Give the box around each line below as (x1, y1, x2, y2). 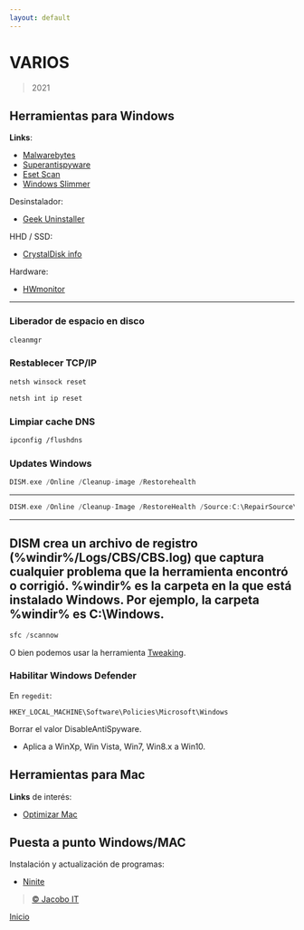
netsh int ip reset (9, 394, 83, 403)
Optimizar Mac (22, 809, 79, 820)
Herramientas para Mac (9, 767, 146, 783)
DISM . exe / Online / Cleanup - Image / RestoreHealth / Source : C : (9, 502, 242, 511)
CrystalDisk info (22, 249, 83, 260)
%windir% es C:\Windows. (9, 607, 165, 622)
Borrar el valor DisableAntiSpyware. (9, 723, 142, 734)
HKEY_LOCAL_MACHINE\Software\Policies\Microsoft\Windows (9, 707, 229, 716)
